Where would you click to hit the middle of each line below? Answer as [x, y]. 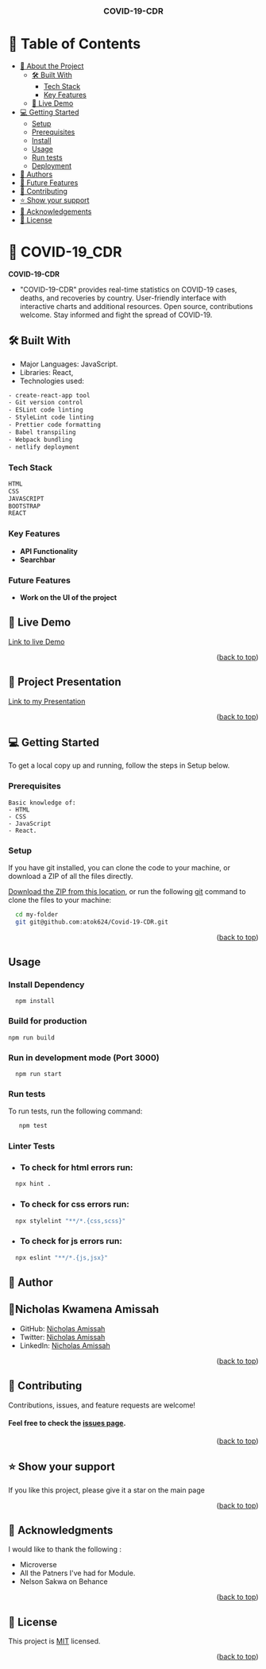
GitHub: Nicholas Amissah [62, 1328]
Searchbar [37, 560]
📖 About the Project [52, 66]
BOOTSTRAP [25, 506]
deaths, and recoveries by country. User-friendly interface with [123, 298]
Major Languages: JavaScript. [69, 364]
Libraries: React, [46, 372]
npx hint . [33, 1184]
